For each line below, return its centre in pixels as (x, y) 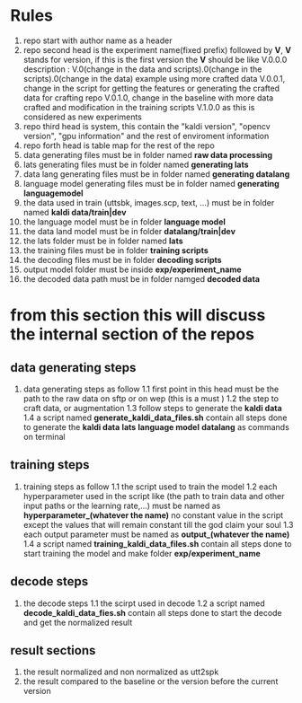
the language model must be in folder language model (124, 222)
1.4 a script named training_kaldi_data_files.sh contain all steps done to (157, 543)
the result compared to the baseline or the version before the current (151, 681)
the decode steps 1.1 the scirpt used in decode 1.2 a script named (144, 603)
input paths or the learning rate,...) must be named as (122, 505)
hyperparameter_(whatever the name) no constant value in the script (153, 515)
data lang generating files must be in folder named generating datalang (156, 174)
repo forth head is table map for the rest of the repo (119, 145)
